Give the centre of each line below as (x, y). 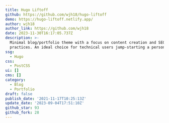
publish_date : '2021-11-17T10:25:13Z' (46, 98)
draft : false (19, 94)
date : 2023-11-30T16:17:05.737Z (39, 33)
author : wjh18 (20, 24)
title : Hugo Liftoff (27, 10)
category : (16, 80)
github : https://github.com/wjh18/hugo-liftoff (56, 15)
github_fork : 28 (22, 113)
